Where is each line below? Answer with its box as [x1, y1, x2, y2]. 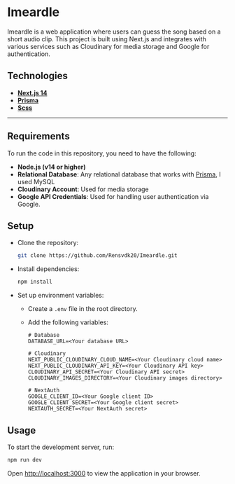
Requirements [7, 130, 70, 142]
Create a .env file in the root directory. [27, 305, 138, 313]
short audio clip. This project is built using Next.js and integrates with [7, 34, 206, 43]
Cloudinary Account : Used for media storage [17, 185, 149, 193]
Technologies [7, 70, 69, 82]
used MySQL [17, 177, 55, 186]
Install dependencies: [17, 265, 80, 273]
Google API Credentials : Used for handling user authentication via [17, 192, 209, 200]
